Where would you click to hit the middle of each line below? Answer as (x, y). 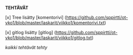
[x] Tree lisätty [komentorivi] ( (36, 17)
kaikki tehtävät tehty (26, 47)
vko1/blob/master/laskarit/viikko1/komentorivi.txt (55, 23)
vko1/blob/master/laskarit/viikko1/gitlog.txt (48, 38)
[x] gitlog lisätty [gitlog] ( (30, 32)
